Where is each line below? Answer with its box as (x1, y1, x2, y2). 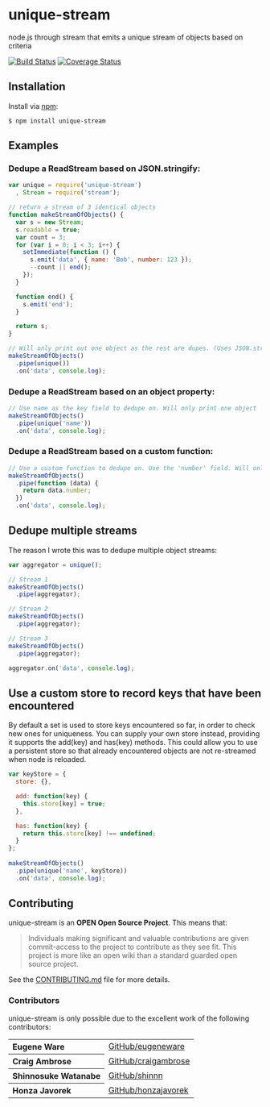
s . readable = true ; (15, 226, 81, 234)
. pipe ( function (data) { (15, 479, 99, 487)
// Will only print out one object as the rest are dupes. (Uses (8, 344, 231, 352)
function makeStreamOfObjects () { (8, 211, 125, 219)
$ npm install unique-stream (8, 117, 106, 125)
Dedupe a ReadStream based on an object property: (8, 385, 215, 397)
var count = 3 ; (15, 233, 67, 241)
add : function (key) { (15, 793, 88, 801)
